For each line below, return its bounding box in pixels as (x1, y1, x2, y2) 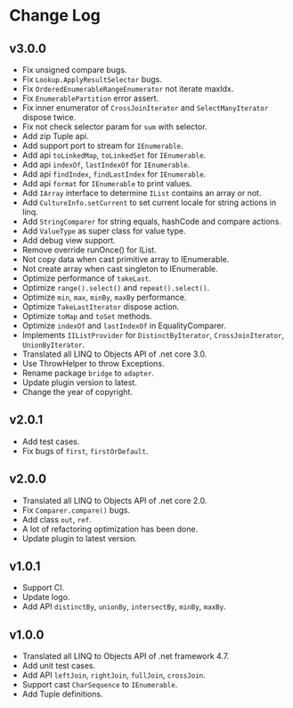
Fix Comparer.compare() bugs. (21, 505, 131, 515)
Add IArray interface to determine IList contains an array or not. (21, 188, 262, 198)
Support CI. (21, 582, 65, 593)
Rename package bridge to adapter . (21, 367, 154, 378)
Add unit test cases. (21, 661, 96, 671)
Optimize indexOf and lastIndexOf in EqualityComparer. (21, 320, 227, 331)
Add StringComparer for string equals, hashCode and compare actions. (21, 216, 282, 226)
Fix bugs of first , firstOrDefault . (21, 445, 149, 456)
